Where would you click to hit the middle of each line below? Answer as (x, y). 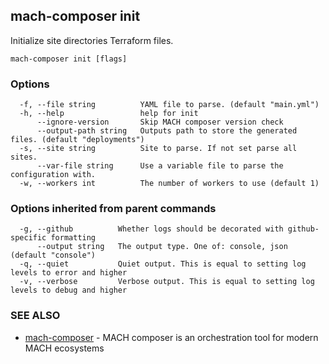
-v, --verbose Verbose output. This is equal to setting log (167, 282)
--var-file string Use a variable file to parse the (160, 166)
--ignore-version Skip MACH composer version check (160, 122)
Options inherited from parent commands (113, 209)
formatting (73, 238)
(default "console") (53, 255)
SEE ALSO (35, 316)
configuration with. (53, 175)
